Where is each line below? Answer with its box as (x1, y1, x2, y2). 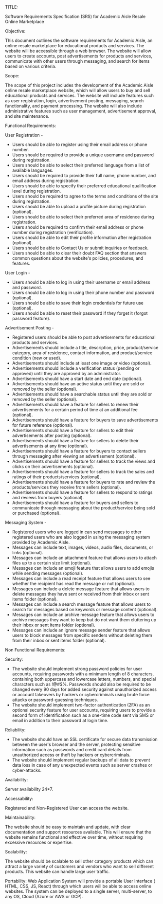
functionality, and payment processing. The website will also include (5, 103, 142, 108)
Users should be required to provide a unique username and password (12, 152, 154, 158)
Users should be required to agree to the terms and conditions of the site (12, 193, 159, 199)
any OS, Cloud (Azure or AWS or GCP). (5, 894, 83, 899)
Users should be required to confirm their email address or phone (12, 224, 144, 230)
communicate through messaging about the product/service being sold (12, 505, 155, 510)
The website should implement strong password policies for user (12, 666, 143, 671)
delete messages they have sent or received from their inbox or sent (12, 591, 149, 597)
